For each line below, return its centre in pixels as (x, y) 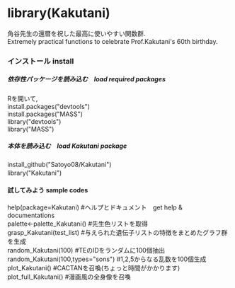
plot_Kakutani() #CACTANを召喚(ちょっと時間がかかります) (94, 268)
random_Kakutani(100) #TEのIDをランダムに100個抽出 (86, 250)
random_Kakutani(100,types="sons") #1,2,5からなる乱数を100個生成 (107, 259)
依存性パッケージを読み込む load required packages (87, 79)
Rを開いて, (23, 98)
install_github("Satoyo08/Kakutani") (59, 164)
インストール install (41, 61)
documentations (31, 215)
